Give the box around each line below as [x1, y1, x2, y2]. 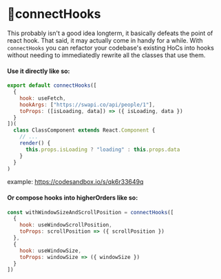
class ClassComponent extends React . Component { [13, 127, 156, 134]
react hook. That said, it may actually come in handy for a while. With [7, 36, 203, 44]
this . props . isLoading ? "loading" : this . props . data [25, 146, 180, 153]
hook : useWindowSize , [19, 247, 81, 254]
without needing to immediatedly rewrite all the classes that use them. [7, 51, 206, 59]
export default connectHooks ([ [7, 82, 97, 89]
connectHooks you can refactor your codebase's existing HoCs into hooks [7, 43, 215, 52]
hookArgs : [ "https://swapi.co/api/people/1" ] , [19, 101, 156, 108]
